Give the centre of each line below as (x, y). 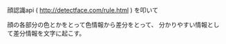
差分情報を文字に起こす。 (49, 33)
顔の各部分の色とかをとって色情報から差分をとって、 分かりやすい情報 (107, 25)
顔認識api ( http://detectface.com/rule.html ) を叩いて (83, 10)
